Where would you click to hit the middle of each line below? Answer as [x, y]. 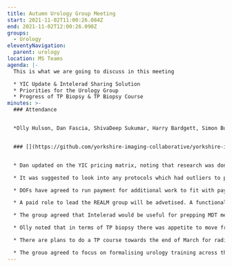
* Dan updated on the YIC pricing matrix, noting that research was [114, 165]
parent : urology [37, 53]
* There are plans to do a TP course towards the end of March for [113, 240]
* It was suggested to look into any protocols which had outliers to [117, 178]
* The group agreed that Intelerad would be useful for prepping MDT [115, 215]
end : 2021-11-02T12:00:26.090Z [52, 26]
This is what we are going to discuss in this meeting [94, 71]
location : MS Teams [35, 59]
